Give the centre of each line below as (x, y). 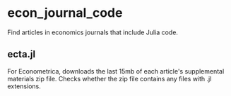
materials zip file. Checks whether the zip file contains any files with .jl (109, 78)
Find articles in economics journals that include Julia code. (93, 32)
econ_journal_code (65, 13)
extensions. (24, 86)
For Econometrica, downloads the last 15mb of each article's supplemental (116, 71)
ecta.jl (22, 54)
